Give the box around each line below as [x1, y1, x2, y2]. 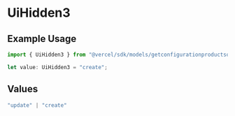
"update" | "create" [7, 101, 68, 109]
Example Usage [7, 33, 77, 45]
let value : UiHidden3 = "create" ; [7, 64, 108, 71]
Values [7, 83, 38, 95]
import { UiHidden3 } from [7, 51, 86, 58]
